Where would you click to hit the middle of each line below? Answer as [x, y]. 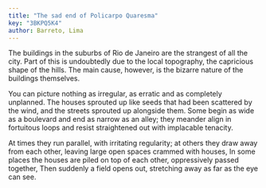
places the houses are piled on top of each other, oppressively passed [123, 160]
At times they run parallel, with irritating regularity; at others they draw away [133, 143]
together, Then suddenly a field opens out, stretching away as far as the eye [133, 169]
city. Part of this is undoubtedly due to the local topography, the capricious [131, 61]
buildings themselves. [44, 78]
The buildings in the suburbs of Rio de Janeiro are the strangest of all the [128, 53]
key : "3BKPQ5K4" [35, 23]
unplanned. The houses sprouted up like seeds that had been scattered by [130, 102]
